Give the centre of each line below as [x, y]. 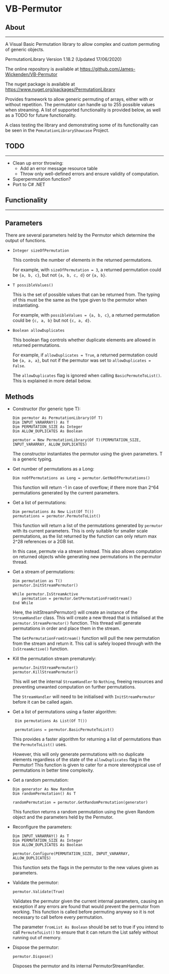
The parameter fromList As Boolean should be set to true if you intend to [88, 927]
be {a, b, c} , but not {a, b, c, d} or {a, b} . [59, 275]
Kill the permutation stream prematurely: [54, 659]
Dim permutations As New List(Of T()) [53, 512]
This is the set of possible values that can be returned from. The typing [86, 294]
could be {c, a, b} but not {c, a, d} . [52, 321]
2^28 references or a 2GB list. [43, 542]
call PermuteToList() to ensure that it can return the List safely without [85, 932]
